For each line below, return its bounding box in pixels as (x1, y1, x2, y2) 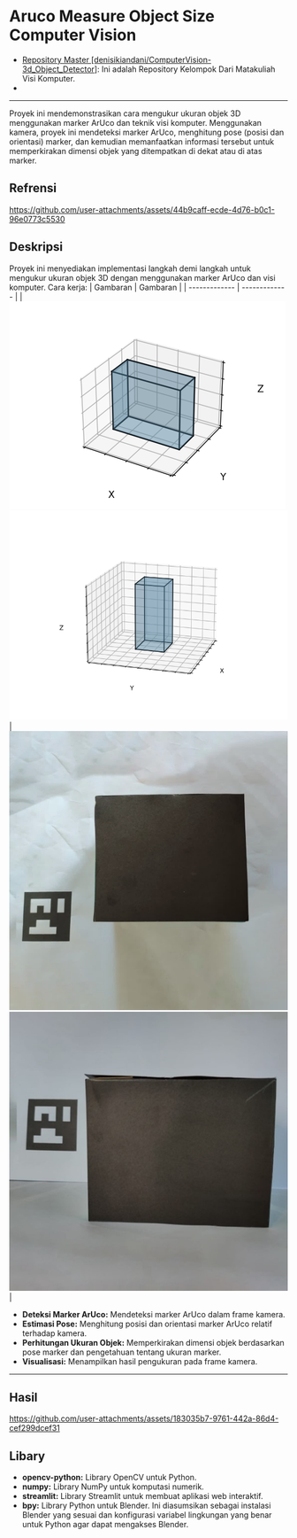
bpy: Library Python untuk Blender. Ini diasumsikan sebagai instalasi (21, 1500, 271, 1511)
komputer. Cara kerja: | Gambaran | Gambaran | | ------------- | (9, 282, 240, 292)
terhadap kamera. (21, 1327, 88, 1339)
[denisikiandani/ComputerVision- (91, 54, 212, 65)
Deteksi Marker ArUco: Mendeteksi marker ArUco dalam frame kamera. (21, 1309, 286, 1319)
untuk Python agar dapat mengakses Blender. (21, 1519, 189, 1530)
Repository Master (21, 54, 90, 65)
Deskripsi (9, 239, 64, 254)
